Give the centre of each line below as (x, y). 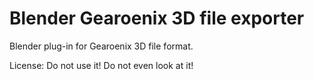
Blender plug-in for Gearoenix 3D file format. (101, 46)
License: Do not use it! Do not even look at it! (101, 65)
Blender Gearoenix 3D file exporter (157, 18)
